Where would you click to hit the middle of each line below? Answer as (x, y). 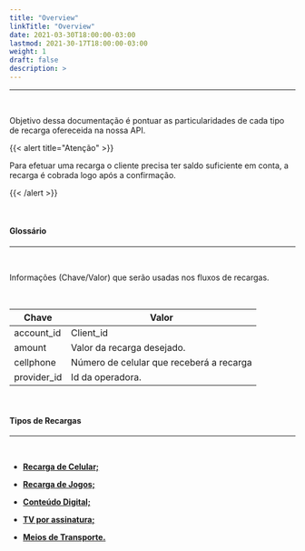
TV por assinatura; (59, 520)
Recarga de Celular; (61, 467)
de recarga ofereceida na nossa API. (78, 130)
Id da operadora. (107, 377)
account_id (38, 333)
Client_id (90, 333)
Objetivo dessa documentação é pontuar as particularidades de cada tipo (147, 120)
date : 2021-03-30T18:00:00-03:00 (73, 35)
